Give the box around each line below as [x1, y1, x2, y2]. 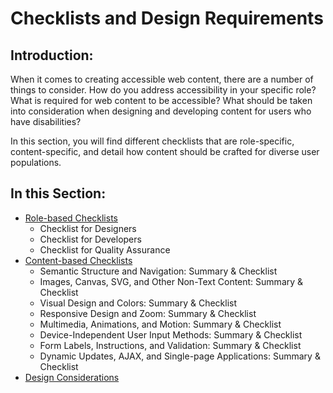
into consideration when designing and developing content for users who [10, 105, 312, 117]
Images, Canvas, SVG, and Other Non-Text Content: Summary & [39, 275, 304, 287]
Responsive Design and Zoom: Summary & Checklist [39, 307, 257, 319]
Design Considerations [24, 371, 120, 383]
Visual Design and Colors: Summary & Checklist [39, 297, 238, 309]
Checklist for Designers [39, 222, 137, 234]
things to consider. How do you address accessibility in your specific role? [10, 84, 317, 96]
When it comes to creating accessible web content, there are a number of [10, 73, 314, 85]
